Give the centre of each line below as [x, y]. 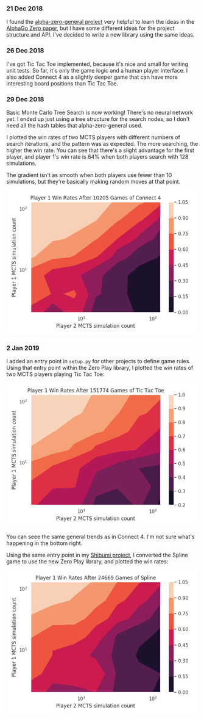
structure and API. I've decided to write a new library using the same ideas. [100, 35]
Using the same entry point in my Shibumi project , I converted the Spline [97, 555]
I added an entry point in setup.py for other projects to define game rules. [98, 361]
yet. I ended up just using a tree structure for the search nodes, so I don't [98, 119]
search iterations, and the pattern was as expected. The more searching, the [102, 143]
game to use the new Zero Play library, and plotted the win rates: [87, 562]
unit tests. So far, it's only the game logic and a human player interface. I [97, 70]
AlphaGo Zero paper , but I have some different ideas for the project [90, 28]
